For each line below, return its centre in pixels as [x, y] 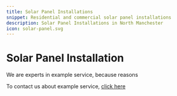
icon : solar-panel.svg [35, 28]
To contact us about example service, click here [66, 86]
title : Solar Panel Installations [50, 12]
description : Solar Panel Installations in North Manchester [85, 23]
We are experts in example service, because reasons [72, 75]
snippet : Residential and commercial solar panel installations [89, 17]
